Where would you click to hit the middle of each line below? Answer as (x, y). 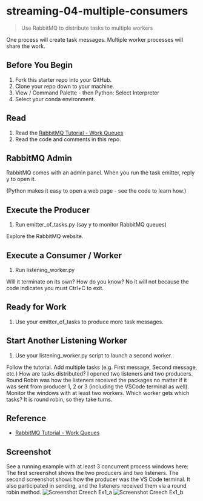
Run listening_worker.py (45, 270)
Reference (26, 418)
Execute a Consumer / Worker (64, 255)
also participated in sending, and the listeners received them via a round (96, 486)
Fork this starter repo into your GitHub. (63, 79)
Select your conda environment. (55, 99)
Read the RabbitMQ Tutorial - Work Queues (69, 133)
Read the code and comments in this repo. (68, 139)
